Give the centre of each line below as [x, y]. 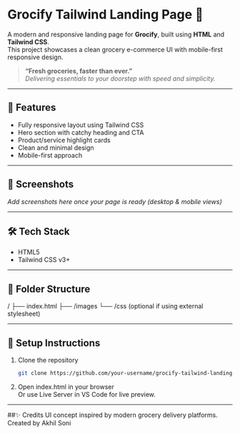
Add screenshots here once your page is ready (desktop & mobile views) [115, 201]
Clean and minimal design [56, 147]
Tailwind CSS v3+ [44, 260]
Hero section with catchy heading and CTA [81, 132]
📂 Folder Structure [49, 289]
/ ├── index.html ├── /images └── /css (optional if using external [105, 306]
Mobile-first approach [50, 155]
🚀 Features [32, 107]
